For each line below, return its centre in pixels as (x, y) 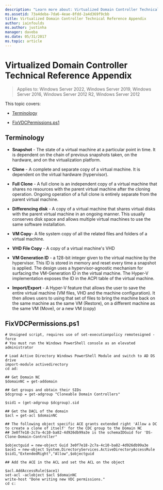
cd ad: (12, 369)
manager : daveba (21, 32)
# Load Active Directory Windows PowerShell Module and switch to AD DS (80, 356)
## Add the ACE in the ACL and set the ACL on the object (65, 462)
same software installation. (39, 224)
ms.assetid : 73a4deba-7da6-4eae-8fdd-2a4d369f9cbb (57, 14)
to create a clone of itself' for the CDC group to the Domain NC (73, 428)
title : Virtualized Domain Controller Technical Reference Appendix (76, 18)
